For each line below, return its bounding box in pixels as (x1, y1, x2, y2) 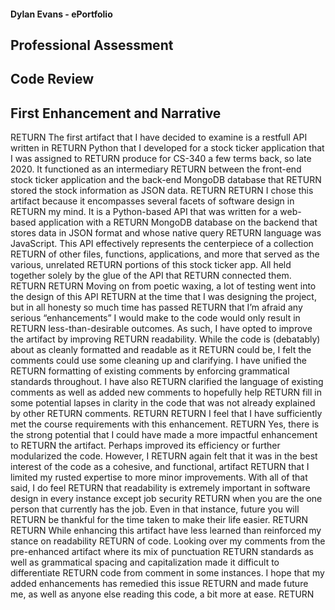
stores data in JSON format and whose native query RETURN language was (10, 227, 322, 239)
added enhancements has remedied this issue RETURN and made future (10, 578, 309, 590)
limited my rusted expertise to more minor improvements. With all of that (10, 471, 308, 484)
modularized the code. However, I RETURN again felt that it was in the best (10, 450, 318, 462)
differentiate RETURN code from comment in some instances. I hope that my (10, 567, 325, 579)
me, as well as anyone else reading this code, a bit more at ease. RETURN (10, 588, 315, 600)
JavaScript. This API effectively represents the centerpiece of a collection (10, 238, 314, 250)
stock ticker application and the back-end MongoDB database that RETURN (10, 174, 322, 186)
